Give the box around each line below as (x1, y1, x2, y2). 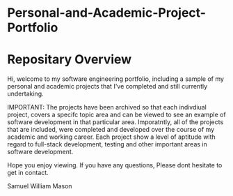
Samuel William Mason (7, 182, 72, 190)
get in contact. (7, 169, 49, 177)
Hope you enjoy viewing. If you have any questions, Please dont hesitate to (7, 161, 223, 169)
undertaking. (7, 89, 44, 98)
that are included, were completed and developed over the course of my (7, 126, 215, 134)
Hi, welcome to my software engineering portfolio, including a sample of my (7, 75, 225, 83)
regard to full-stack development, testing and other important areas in (7, 140, 207, 149)
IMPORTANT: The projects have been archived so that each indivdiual (7, 103, 207, 112)
